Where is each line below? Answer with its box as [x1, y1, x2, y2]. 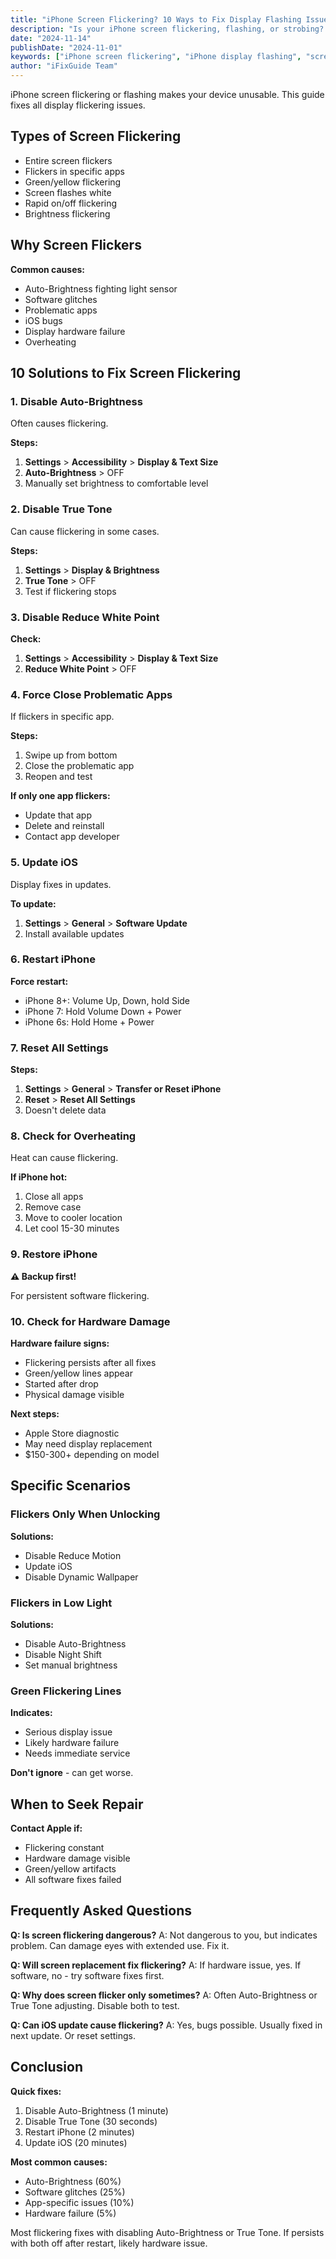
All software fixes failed [24, 1874, 122, 1886]
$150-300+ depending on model [24, 1448, 160, 1460]
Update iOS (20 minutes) [24, 2136, 128, 2148]
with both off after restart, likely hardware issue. [10, 2237, 208, 2249]
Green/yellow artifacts [24, 1863, 117, 1875]
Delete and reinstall [24, 820, 105, 832]
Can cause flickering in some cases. [10, 525, 160, 537]
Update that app [24, 809, 93, 821]
